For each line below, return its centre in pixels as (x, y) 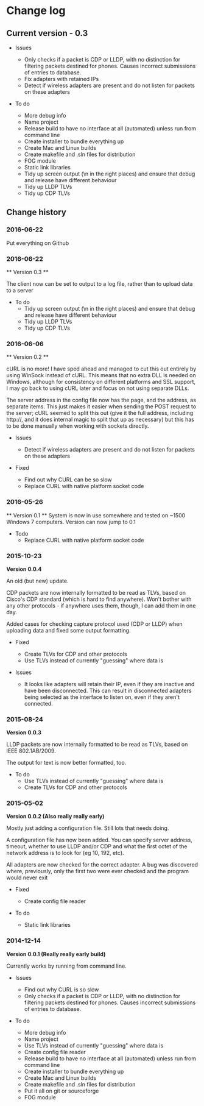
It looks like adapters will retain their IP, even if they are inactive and (109, 684)
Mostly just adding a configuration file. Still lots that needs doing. (88, 828)
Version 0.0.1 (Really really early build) (56, 954)
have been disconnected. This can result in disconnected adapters (108, 690)
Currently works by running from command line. (66, 966)
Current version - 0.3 (47, 33)
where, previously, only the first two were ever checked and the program (97, 871)
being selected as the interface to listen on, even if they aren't (102, 697)
